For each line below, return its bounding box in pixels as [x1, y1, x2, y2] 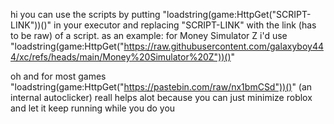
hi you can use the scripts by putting [10, 9, 161, 20]
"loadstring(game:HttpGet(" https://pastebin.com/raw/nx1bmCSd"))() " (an [10, 81, 313, 93]
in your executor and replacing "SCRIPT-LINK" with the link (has [53, 19, 317, 31]
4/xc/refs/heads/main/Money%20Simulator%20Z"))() [10, 51, 232, 63]
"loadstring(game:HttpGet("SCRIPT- [162, 9, 312, 20]
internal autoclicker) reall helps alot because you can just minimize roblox [10, 92, 313, 103]
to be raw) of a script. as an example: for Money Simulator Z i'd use [10, 30, 288, 41]
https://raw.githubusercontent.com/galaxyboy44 [123, 40, 324, 52]
